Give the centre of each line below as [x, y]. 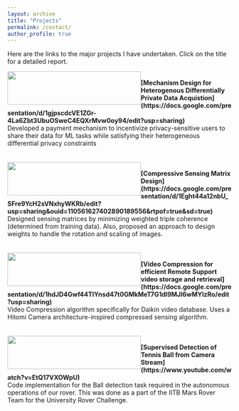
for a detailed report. [38, 62]
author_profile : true [39, 34]
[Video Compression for [177, 265]
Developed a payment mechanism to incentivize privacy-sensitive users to [116, 128]
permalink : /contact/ [39, 27]
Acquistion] [197, 98]
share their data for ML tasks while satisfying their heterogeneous [104, 136]
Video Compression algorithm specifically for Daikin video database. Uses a [118, 309]
